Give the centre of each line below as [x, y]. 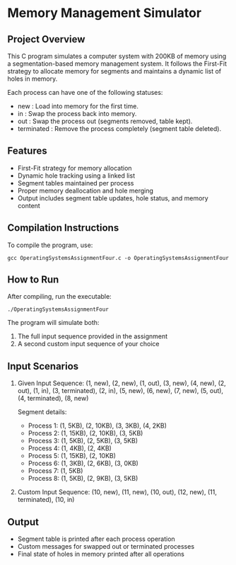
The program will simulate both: [53, 323]
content [29, 205]
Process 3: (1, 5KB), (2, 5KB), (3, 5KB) [83, 441]
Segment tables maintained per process [76, 183]
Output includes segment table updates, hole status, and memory [113, 198]
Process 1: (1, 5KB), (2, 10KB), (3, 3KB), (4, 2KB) [98, 426]
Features [27, 151]
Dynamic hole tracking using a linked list [76, 176]
